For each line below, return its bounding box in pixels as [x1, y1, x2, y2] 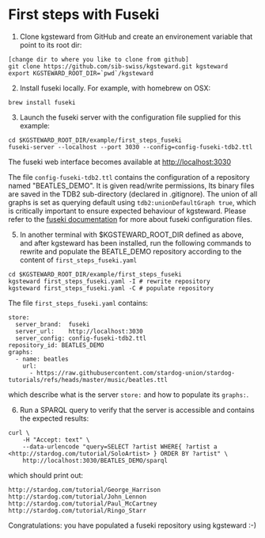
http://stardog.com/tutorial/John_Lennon [8, 493, 147, 501]
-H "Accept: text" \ [22, 436, 90, 444]
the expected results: [19, 414, 89, 423]
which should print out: [8, 470, 84, 480]
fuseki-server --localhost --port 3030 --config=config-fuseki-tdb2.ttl [8, 143, 253, 151]
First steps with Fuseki [8, 6, 160, 24]
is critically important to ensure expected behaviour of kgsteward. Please [8, 206, 247, 216]
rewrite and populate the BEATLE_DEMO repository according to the [19, 246, 242, 256]
